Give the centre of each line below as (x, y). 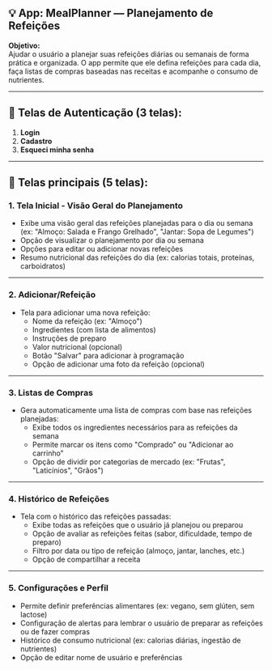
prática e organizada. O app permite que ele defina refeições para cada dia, (135, 62)
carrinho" (48, 453)
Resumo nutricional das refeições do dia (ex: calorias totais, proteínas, (137, 257)
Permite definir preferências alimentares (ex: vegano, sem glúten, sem (137, 605)
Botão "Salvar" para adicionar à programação (108, 355)
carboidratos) (43, 266)
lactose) (34, 614)
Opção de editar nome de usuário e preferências (101, 657)
